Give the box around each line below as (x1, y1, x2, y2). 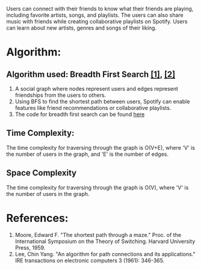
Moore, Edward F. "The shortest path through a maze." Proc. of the (14, 231, 182, 238)
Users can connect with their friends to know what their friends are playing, (6, 5, 194, 12)
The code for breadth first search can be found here (14, 111, 145, 118)
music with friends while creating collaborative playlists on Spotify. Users (6, 18, 188, 25)
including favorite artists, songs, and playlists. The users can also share (6, 11, 184, 19)
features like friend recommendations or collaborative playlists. (14, 105, 172, 111)
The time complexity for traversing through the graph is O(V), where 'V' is (6, 183, 189, 191)
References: (6, 211, 69, 225)
